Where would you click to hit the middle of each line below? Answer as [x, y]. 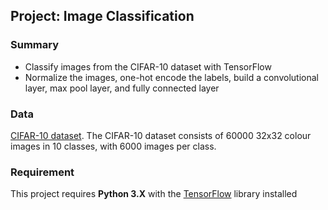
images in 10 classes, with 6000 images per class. [113, 146]
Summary [35, 45]
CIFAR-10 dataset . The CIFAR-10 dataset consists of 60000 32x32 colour [161, 135]
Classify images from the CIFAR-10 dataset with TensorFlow [148, 66]
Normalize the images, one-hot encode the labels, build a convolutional [171, 77]
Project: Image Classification [102, 16]
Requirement [42, 172]
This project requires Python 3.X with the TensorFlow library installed [154, 194]
